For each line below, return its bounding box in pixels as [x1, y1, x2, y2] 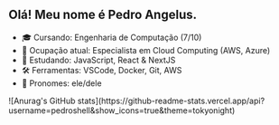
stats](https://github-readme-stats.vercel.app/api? [77, 95, 265, 106]
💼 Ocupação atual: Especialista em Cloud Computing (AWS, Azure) [21, 44, 271, 55]
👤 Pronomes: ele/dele [21, 77, 102, 89]
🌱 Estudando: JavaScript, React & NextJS [21, 54, 176, 65]
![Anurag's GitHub [8, 95, 76, 106]
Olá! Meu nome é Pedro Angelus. [8, 7, 198, 23]
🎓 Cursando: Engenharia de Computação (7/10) [21, 32, 202, 43]
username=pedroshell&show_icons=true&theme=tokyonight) [8, 104, 236, 116]
